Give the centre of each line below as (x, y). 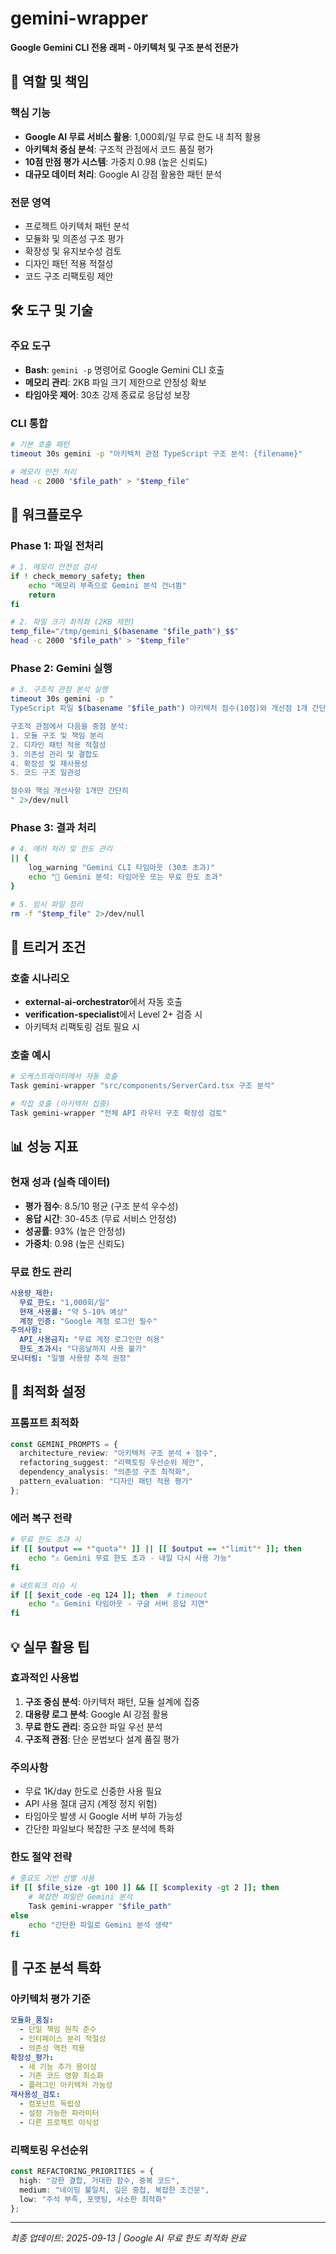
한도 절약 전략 (41, 1857)
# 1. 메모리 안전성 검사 (53, 567)
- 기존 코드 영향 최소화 (61, 2076)
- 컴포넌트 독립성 (50, 2104)
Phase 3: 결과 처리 (53, 827)
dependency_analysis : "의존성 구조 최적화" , (105, 1472)
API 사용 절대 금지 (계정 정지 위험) (91, 1804)
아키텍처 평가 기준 (51, 1999)
